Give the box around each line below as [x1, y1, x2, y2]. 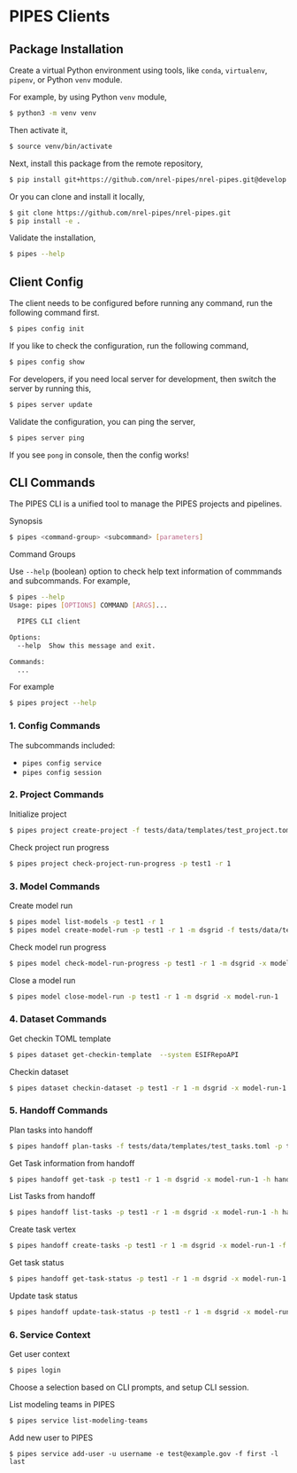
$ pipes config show [9, 357, 86, 366]
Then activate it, [9, 124, 68, 135]
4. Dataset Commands [9, 1013, 108, 1025]
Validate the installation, [9, 232, 96, 243]
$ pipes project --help [9, 699, 97, 708]
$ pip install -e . [9, 216, 81, 225]
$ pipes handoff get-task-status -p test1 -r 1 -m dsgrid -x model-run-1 [9, 1274, 287, 1283]
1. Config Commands [9, 720, 101, 733]
